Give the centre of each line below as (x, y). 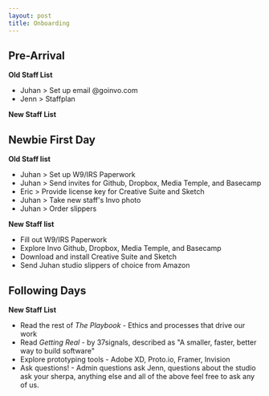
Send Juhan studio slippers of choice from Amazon (105, 265)
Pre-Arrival (37, 56)
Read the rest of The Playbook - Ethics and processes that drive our (132, 325)
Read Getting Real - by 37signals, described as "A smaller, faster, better (138, 342)
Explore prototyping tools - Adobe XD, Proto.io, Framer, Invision (125, 359)
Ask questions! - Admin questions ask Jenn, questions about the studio (138, 368)
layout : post (30, 16)
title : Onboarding (39, 23)
